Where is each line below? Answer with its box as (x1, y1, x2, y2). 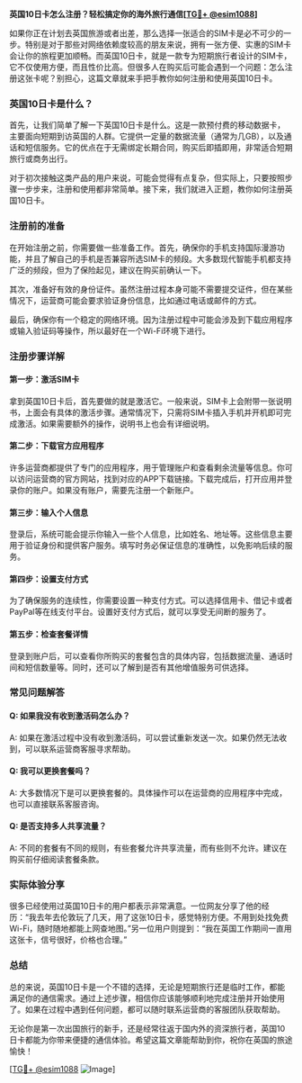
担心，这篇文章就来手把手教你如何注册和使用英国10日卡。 (64, 73, 278, 84)
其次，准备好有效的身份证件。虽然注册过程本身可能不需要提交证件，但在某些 (9, 284, 293, 294)
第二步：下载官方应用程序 (9, 440, 104, 451)
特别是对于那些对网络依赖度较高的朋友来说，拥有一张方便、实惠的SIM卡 (24, 40, 292, 50)
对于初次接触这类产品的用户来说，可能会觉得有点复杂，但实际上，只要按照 (9, 173, 285, 184)
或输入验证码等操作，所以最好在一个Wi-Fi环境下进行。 (9, 325, 211, 336)
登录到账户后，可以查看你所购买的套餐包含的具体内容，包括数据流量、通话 (9, 650, 285, 661)
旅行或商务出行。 (9, 153, 73, 165)
